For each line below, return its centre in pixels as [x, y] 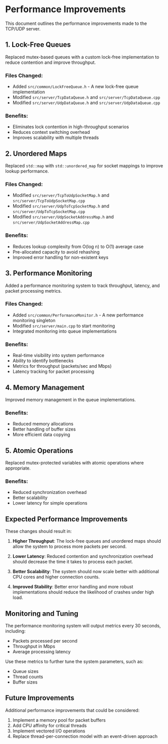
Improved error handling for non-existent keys [60, 257]
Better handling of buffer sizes [44, 429]
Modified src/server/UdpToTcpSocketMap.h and [61, 206]
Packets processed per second [45, 641]
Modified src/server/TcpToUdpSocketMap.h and [61, 195]
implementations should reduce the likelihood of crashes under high [83, 592]
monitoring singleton [34, 320]
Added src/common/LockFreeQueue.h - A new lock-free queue [75, 87]
